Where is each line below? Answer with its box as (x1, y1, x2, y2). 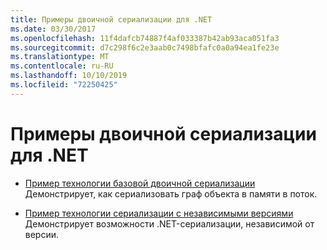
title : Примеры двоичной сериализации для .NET (10, 14, 213, 25)
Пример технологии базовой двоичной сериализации (24, 177, 256, 189)
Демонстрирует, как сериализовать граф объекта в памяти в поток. (24, 187, 318, 200)
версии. (24, 228, 60, 240)
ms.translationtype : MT (10, 52, 110, 62)
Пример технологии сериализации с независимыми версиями (24, 207, 294, 219)
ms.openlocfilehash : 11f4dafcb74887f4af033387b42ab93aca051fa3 (10, 33, 280, 43)
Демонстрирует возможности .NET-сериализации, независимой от (24, 217, 315, 230)
